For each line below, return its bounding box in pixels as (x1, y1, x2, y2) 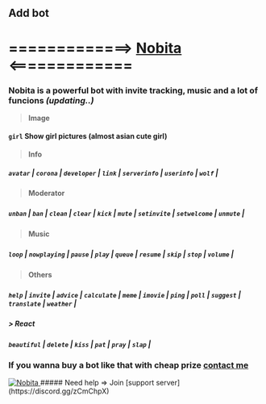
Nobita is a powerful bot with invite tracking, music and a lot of (8, 85, 258, 96)
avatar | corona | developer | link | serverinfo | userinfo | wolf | (8, 168, 219, 177)
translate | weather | (8, 298, 77, 308)
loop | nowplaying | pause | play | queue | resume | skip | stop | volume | (8, 249, 234, 259)
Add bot (8, 6, 50, 20)
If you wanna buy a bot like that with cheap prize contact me (8, 360, 249, 371)
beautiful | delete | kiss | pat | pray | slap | (8, 339, 152, 349)
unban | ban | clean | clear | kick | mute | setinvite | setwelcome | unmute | (8, 209, 245, 219)
